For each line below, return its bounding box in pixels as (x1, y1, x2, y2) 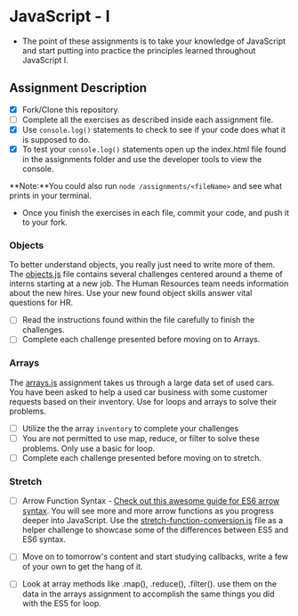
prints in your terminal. (9, 190, 92, 201)
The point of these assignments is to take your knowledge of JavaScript (21, 36, 286, 46)
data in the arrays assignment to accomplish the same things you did (21, 588, 275, 599)
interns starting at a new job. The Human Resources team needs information (9, 278, 289, 289)
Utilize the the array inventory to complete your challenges (21, 423, 239, 433)
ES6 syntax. (21, 534, 67, 545)
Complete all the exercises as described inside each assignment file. (21, 114, 274, 125)
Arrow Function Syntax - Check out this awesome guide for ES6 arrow (21, 496, 280, 506)
